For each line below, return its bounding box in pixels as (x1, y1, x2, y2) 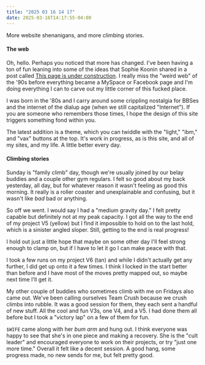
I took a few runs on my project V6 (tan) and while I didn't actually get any (6, 256, 193, 264)
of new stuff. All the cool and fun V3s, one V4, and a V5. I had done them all (6, 307, 197, 314)
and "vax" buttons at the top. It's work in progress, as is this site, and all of (6, 135, 195, 142)
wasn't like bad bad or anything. (6, 194, 88, 202)
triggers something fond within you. (6, 116, 97, 124)
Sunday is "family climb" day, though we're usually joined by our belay (6, 169, 184, 176)
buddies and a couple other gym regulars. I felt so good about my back (6, 175, 185, 182)
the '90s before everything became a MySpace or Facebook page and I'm (6, 78, 193, 86)
